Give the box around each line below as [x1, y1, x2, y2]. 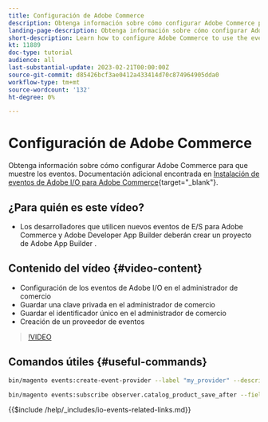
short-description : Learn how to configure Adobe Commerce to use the [8, 33, 248, 42]
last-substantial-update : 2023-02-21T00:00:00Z [8, 64, 170, 72]
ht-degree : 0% [8, 93, 56, 101]
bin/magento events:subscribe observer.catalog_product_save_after [8, 391, 238, 399]
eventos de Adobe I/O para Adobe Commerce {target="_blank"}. [8, 178, 219, 187]
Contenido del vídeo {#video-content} [8, 262, 203, 275]
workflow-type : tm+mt [8, 78, 81, 86]
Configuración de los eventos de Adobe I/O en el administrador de [19, 283, 238, 292]
